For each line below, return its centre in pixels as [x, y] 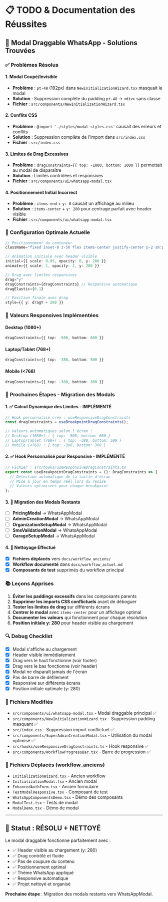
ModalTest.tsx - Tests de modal [45, 802]
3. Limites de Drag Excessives [37, 154]
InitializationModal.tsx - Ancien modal [54, 781]
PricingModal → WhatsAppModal [47, 513]
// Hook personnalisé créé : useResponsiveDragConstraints [68, 417]
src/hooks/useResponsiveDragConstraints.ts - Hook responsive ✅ [80, 746]
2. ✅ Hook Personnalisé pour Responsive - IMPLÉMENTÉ [65, 456]
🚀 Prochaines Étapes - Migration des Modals [60, 395]
